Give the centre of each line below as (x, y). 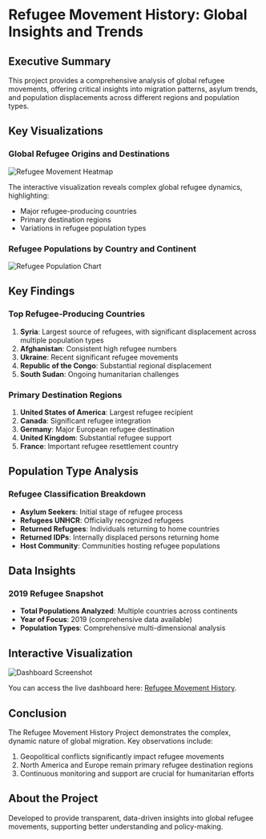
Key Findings (42, 291)
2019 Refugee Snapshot (56, 593)
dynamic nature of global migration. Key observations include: (111, 741)
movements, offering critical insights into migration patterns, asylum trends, (133, 89)
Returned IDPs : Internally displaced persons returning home (119, 537)
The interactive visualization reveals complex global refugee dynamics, (125, 187)
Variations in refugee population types (83, 228)
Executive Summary (60, 61)
